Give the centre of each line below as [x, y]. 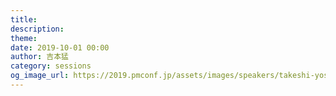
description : [37, 29]
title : [24, 19]
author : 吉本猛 [39, 57]
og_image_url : [40, 76]
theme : [24, 38]
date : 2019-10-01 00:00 [60, 47]
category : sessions [51, 66]
